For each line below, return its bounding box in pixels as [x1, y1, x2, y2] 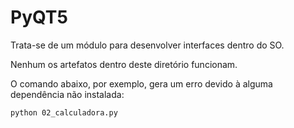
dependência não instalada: [10, 88, 125, 100]
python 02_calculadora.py [10, 107, 118, 118]
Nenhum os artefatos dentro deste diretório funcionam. [10, 58, 238, 70]
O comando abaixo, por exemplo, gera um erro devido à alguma [10, 77, 273, 90]
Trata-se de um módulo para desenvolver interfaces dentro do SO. [10, 39, 285, 51]
